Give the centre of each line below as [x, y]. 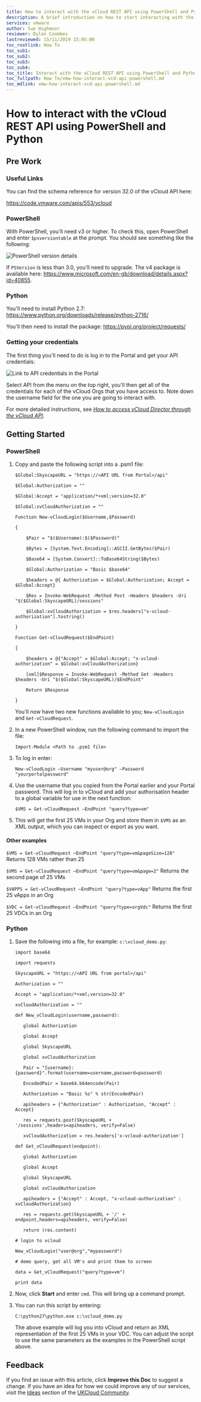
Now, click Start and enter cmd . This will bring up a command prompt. [100, 1294]
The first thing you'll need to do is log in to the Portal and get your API [92, 355]
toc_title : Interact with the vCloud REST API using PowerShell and [93, 73]
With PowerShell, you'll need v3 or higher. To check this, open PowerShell [97, 232]
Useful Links [25, 178]
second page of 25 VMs [36, 877]
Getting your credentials [42, 342]
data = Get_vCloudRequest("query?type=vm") [70, 1272]
